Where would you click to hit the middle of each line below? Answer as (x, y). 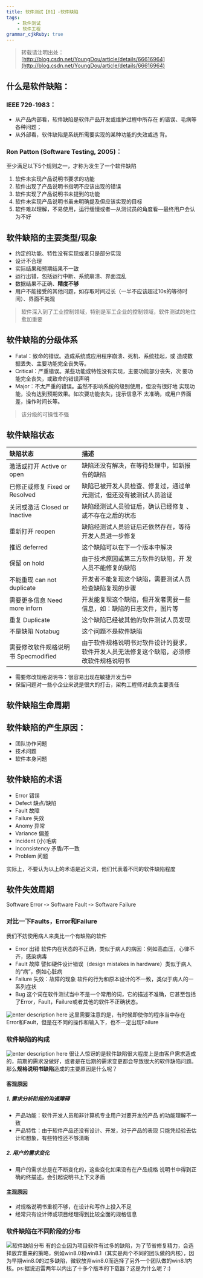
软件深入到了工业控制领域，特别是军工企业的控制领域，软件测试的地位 (108, 311)
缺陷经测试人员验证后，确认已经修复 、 (137, 506)
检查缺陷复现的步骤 (109, 588)
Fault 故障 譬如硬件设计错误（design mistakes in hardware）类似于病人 (103, 964)
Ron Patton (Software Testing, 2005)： (64, 151)
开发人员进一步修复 (109, 535)
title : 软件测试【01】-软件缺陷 (42, 12)
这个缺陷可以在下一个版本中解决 (127, 547)
